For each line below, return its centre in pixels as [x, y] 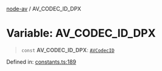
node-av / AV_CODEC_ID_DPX [44, 9]
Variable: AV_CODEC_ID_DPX [81, 33]
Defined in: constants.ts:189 [41, 62]
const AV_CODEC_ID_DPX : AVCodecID [68, 50]
